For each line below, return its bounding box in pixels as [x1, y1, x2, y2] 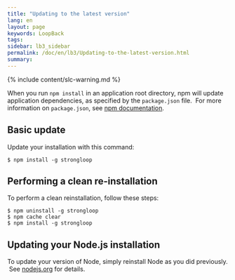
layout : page [7, 23, 46, 30]
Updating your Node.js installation [7, 239, 160, 251]
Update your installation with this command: [7, 142, 135, 151]
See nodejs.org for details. [8, 265, 86, 274]
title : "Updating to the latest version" [7, 10, 130, 18]
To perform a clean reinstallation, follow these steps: [7, 194, 159, 202]
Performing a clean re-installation [7, 175, 158, 187]
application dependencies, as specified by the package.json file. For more [7, 96, 222, 105]
